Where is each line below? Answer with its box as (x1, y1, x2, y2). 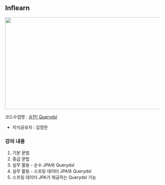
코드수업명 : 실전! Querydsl (5, 114, 57, 120)
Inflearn (5, 4, 30, 12)
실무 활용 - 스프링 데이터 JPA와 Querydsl (12, 168, 92, 174)
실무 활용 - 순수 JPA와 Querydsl (12, 162, 75, 168)
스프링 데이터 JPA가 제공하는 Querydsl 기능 (12, 174, 97, 181)
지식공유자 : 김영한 (12, 124, 48, 130)
